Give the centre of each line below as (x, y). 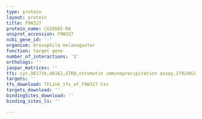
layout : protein (26, 17)
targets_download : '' (33, 90)
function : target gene (35, 51)
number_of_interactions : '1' (43, 56)
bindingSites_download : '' (40, 96)
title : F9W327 (24, 23)
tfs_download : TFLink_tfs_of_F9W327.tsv (58, 85)
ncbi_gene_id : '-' (29, 40)
